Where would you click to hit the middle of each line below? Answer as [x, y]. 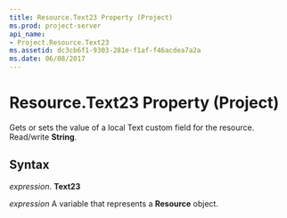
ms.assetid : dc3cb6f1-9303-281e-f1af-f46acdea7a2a [105, 51]
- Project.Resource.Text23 [59, 42]
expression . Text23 [45, 186]
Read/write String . [43, 137]
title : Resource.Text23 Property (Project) [91, 17]
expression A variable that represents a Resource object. [114, 203]
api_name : [28, 34]
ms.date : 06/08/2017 [48, 59]
